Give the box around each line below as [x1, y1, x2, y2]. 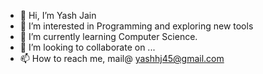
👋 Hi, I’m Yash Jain [19, 10, 97, 21]
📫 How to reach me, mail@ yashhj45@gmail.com [19, 53, 225, 64]
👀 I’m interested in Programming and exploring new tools [19, 20, 254, 32]
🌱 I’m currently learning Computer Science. [19, 31, 198, 42]
